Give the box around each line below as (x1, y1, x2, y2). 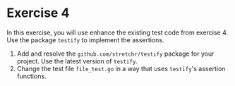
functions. (16, 72, 47, 80)
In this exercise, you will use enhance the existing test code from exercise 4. (6, 28, 229, 37)
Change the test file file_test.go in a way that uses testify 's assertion (16, 64, 226, 73)
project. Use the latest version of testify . (16, 56, 138, 65)
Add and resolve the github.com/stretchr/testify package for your (16, 49, 215, 58)
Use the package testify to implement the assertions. (6, 35, 164, 44)
